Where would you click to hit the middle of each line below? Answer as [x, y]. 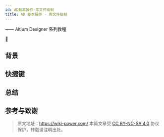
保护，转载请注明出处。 [41, 130]
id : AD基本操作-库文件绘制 [30, 10]
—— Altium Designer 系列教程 [36, 29]
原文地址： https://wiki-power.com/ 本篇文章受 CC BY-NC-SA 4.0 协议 [88, 124]
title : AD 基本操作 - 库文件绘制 [36, 14]
